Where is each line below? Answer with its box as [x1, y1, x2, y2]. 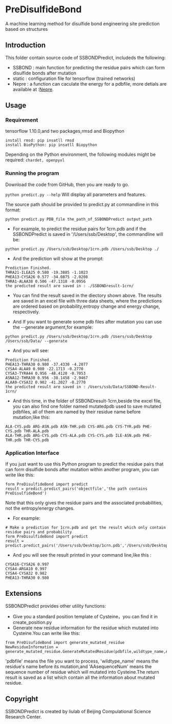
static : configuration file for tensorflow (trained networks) [12, 75, 136, 82]
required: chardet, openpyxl [5, 157, 65, 163]
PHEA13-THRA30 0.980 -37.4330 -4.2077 [5, 361, 88, 367]
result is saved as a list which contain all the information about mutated [5, 674, 155, 680]
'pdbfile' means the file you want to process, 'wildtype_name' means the [5, 658, 159, 664]
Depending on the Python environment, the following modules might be [5, 151, 156, 157]
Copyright [5, 695, 38, 703]
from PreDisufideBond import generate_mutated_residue [5, 640, 125, 645]
